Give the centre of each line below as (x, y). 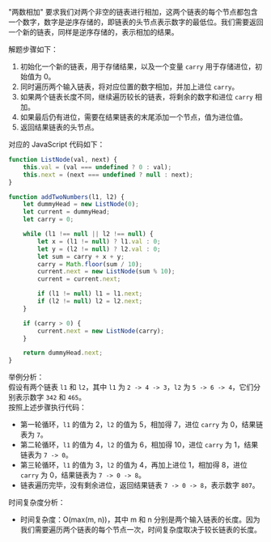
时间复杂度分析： (37, 502)
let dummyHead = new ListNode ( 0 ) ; (81, 205)
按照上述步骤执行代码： (47, 408)
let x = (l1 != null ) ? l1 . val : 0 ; (99, 241)
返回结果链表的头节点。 (59, 127)
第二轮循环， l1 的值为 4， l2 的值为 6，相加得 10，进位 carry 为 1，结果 (139, 445)
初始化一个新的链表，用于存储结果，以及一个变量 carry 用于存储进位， (138, 66)
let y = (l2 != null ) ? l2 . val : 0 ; (99, 249)
